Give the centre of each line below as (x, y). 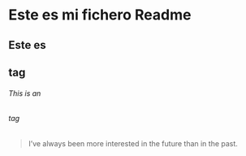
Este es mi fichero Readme (100, 15)
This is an (25, 93)
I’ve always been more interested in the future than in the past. (133, 143)
